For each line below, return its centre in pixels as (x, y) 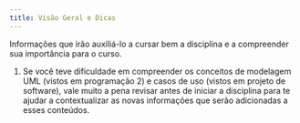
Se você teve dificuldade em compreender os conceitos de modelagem (157, 71)
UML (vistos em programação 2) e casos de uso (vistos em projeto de (154, 81)
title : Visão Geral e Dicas (63, 18)
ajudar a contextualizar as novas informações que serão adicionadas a (155, 100)
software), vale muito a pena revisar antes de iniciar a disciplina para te (156, 90)
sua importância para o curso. (66, 53)
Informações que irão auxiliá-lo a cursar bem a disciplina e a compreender (149, 44)
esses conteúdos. (56, 109)
